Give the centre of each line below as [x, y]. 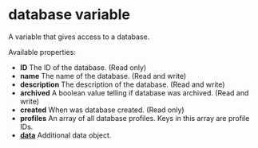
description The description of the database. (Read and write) [122, 84]
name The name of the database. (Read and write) [103, 76]
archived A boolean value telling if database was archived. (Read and [134, 92]
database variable [69, 15]
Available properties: [42, 52]
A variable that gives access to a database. [79, 37]
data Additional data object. [65, 135]
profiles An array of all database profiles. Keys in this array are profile [135, 118]
